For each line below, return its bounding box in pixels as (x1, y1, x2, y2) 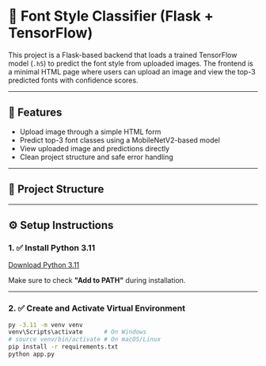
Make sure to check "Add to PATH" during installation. (8, 276, 186, 285)
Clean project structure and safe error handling (19, 152, 174, 162)
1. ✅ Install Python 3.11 (8, 242, 96, 253)
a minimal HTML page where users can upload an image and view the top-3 (8, 67, 256, 76)
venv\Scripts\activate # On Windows (8, 328, 147, 336)
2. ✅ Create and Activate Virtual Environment (8, 303, 186, 314)
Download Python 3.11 (8, 261, 80, 270)
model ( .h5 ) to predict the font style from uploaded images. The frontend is (8, 59, 253, 68)
